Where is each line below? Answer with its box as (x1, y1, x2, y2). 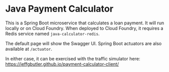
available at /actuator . (5, 46, 52, 52)
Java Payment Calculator (5, 3, 114, 15)
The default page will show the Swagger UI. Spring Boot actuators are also (5, 40, 162, 46)
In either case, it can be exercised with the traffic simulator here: (5, 55, 140, 61)
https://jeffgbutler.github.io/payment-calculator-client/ (5, 61, 119, 67)
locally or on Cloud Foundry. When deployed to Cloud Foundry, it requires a (5, 25, 164, 31)
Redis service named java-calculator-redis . (5, 30, 100, 37)
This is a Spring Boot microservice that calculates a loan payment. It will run (5, 20, 164, 26)
